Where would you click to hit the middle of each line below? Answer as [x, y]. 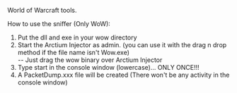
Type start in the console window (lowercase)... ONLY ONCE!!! [108, 67]
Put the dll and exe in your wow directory [77, 37]
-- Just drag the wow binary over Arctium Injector [90, 60]
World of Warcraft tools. [42, 10]
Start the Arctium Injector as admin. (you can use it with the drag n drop [122, 45]
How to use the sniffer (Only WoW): [59, 24]
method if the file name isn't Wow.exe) [73, 52]
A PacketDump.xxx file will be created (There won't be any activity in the [123, 75]
